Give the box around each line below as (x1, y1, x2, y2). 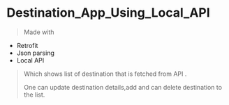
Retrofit (16, 41, 38, 49)
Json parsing (16, 49, 55, 57)
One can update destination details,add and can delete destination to (23, 83, 223, 91)
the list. (23, 90, 45, 99)
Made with (23, 28, 54, 36)
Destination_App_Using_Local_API (6, 5, 210, 21)
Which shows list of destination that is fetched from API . (23, 70, 187, 78)
